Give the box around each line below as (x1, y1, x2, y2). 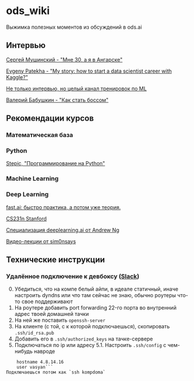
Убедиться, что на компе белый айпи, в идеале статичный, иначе (14, 285, 179, 292)
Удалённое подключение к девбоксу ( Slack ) (6, 272, 140, 280)
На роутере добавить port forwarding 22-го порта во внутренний (14, 304, 177, 311)
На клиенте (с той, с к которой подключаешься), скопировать (14, 323, 170, 330)
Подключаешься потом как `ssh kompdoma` (6, 369, 106, 376)
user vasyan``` (16, 365, 54, 370)
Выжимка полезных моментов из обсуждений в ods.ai (6, 23, 142, 30)
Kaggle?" (6, 73, 28, 80)
